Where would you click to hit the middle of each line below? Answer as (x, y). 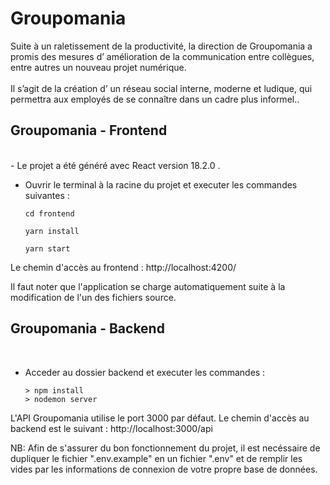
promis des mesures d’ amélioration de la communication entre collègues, (162, 56)
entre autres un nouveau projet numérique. (98, 67)
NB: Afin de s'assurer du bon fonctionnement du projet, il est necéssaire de (165, 448)
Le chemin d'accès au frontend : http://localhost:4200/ (123, 267)
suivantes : (47, 195)
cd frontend (49, 213)
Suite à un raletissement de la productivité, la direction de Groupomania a (161, 46)
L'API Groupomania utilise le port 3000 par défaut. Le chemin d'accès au (160, 418)
